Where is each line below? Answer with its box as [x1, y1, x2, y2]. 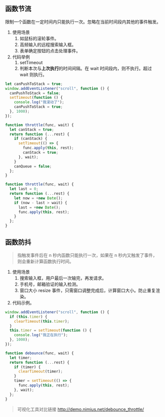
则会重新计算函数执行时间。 [17, 258, 74, 264]
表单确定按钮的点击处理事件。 [19, 47, 81, 53]
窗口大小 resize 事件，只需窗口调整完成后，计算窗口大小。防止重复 [19, 287, 156, 293]
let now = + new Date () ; [14, 196, 63, 201]
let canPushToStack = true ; [5, 81, 63, 86]
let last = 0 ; [9, 187, 39, 192]
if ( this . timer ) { [9, 314, 48, 319]
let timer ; [9, 355, 32, 360]
